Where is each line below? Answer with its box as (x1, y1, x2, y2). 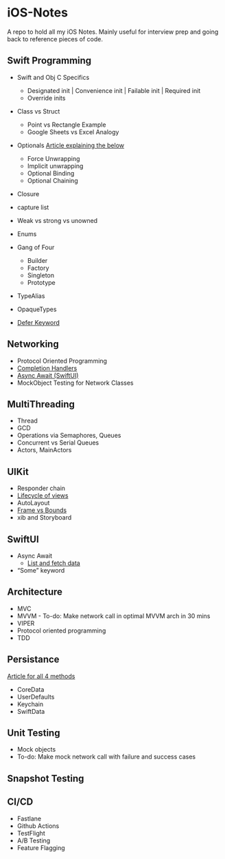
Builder (27, 256, 48, 264)
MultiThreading (7, 398, 75, 410)
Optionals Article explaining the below (16, 141, 125, 149)
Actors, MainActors (16, 446, 72, 454)
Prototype (27, 278, 56, 286)
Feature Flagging (16, 843, 65, 851)
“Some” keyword (16, 566, 65, 574)
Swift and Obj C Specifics (16, 73, 90, 81)
